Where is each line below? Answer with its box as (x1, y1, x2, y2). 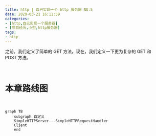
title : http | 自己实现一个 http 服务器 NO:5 (5, 7, 93, 12)
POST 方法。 (5, 54, 31, 60)
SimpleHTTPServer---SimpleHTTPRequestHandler (14, 118, 109, 123)
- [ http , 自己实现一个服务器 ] (5, 21, 58, 26)
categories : (5, 16, 29, 21)
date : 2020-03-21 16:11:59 (5, 12, 60, 17)
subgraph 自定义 (14, 114, 45, 119)
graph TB (5, 109, 23, 114)
